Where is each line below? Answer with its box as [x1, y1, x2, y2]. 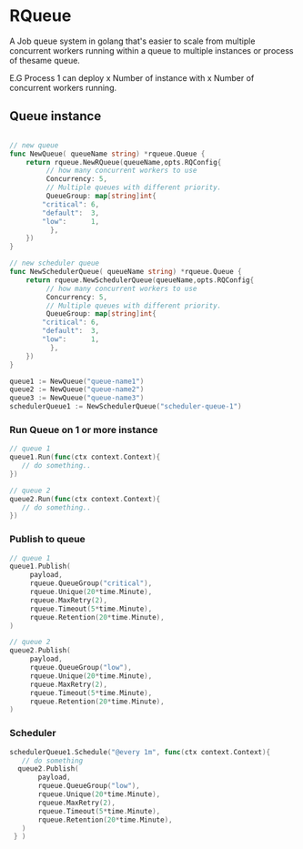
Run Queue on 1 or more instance [9, 423, 158, 436]
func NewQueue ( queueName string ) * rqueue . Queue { [9, 149, 206, 158]
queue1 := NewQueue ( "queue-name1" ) [9, 377, 145, 386]
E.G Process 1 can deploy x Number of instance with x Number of [9, 72, 255, 83]
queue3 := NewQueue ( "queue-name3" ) [9, 393, 145, 403]
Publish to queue [9, 533, 86, 546]
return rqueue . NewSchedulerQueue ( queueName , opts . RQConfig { [25, 275, 255, 285]
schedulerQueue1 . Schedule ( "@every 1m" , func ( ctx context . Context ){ [9, 747, 271, 756]
